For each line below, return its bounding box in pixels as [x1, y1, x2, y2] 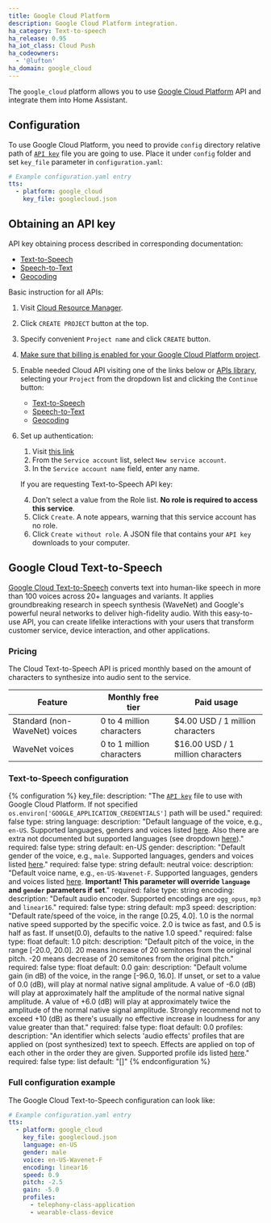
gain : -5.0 [23, 1186, 60, 1194]
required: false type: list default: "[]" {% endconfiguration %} [8, 1057, 211, 1066]
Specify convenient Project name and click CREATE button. [19, 334, 211, 344]
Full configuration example [8, 1077, 115, 1088]
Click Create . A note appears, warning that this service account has [31, 511, 256, 521]
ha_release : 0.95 [8, 34, 67, 43]
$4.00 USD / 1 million [173, 715, 256, 726]
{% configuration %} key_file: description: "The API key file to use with [8, 791, 244, 801]
